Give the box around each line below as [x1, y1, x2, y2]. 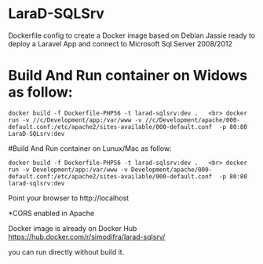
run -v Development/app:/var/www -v [8, 166, 128, 174]
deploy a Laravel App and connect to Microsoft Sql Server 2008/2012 [8, 38, 233, 48]
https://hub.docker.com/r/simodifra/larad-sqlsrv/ [8, 232, 166, 241]
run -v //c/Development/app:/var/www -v [8, 115, 143, 124]
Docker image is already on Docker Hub [8, 223, 137, 233]
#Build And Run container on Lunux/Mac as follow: [8, 143, 172, 153]
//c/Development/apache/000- [144, 115, 241, 124]
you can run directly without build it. [8, 247, 125, 256]
